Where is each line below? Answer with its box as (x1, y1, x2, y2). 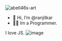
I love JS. (5, 30, 24, 35)
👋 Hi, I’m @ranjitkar (12, 15, 53, 20)
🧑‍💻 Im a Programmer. (12, 20, 57, 26)
